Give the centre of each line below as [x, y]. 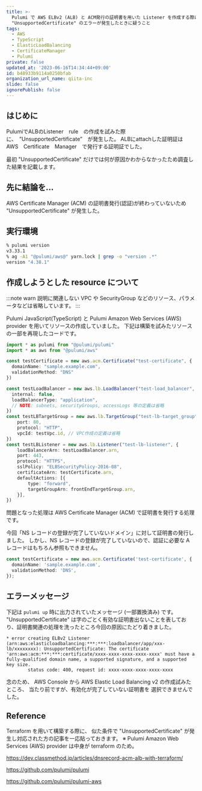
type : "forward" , [49, 483]
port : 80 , [29, 422]
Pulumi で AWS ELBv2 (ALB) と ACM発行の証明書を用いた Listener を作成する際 [103, 17]
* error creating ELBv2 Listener [48, 638]
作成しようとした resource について [73, 283]
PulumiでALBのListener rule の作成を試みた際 [66, 131]
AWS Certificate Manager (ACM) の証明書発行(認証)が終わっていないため [96, 203]
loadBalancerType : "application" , [55, 400]
